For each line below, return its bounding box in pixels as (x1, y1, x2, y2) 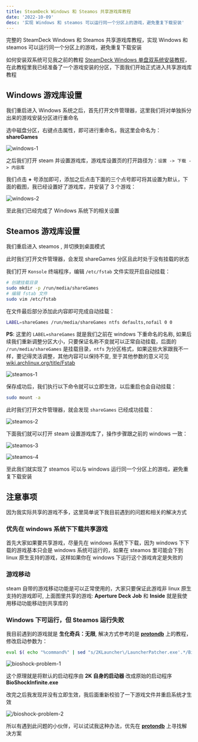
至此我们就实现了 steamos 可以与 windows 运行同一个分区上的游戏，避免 (6, 465, 184, 472)
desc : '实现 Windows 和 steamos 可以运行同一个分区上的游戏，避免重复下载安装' (6, 19, 184, 25)
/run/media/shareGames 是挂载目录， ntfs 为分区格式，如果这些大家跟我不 (6, 346, 184, 353)
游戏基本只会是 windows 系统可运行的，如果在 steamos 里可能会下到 (16, 547, 184, 554)
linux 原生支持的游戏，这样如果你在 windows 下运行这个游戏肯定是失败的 (6, 554, 183, 561)
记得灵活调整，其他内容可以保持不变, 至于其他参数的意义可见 (21, 353, 169, 360)
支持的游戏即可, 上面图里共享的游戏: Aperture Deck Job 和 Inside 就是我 (6, 592, 183, 599)
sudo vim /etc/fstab (6, 296, 57, 302)
